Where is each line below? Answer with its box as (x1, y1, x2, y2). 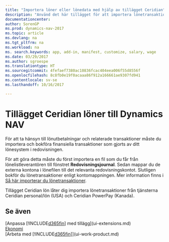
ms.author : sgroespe (5, 59, 49, 64)
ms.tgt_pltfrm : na (5, 40, 44, 45)
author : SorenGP (5, 21, 39, 27)
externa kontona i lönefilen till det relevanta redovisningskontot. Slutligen (5, 167, 156, 173)
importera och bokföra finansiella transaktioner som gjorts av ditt (5, 141, 140, 147)
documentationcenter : (5, 17, 51, 22)
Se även (5, 207, 31, 215)
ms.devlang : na (5, 36, 37, 41)
